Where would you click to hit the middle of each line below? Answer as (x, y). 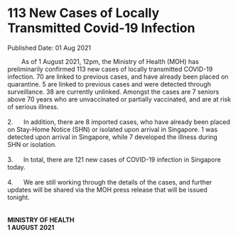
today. (17, 167)
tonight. (18, 197)
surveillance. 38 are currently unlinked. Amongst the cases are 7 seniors (113, 92)
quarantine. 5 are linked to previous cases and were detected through (109, 84)
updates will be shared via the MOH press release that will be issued (107, 189)
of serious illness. (33, 106)
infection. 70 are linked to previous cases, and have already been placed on (118, 77)
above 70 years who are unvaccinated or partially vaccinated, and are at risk (119, 99)
